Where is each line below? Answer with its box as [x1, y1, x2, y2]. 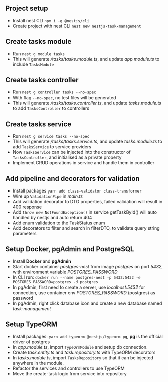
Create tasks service [5, 120, 72, 128]
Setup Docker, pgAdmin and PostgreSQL [5, 245, 134, 253]
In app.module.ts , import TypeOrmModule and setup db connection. [12, 344, 148, 350]
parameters [12, 231, 37, 237]
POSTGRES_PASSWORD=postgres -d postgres [12, 279, 98, 284]
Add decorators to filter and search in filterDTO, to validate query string [12, 225, 160, 231]
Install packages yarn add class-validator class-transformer [12, 188, 142, 194]
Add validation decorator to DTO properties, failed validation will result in [12, 199, 163, 205]
